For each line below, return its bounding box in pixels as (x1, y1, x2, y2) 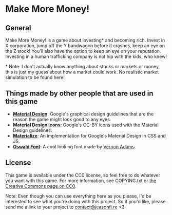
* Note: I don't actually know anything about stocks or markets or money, (5, 64, 160, 69)
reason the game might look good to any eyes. (12, 116, 111, 122)
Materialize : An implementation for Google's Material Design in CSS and (12, 132, 166, 139)
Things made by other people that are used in (5, 89, 154, 98)
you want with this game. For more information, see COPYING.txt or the (5, 178, 157, 184)
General (5, 24, 32, 32)
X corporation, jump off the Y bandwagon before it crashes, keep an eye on (5, 43, 165, 49)
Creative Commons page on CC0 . (5, 183, 77, 189)
